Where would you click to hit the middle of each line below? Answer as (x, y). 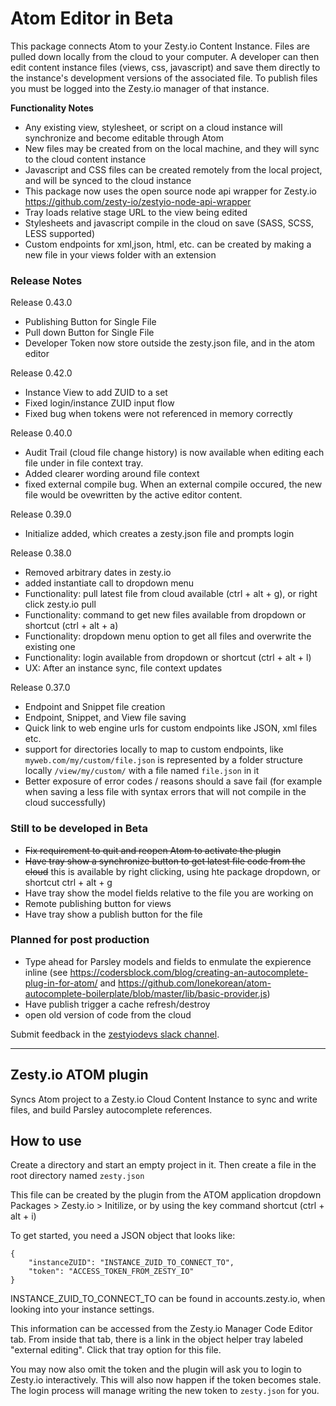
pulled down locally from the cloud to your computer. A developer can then (165, 56)
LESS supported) (60, 233)
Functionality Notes (52, 108)
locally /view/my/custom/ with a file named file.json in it (142, 771)
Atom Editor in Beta (92, 18)
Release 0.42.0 (41, 373)
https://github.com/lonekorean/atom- (195, 983)
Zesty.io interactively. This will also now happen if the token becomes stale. (166, 1380)
